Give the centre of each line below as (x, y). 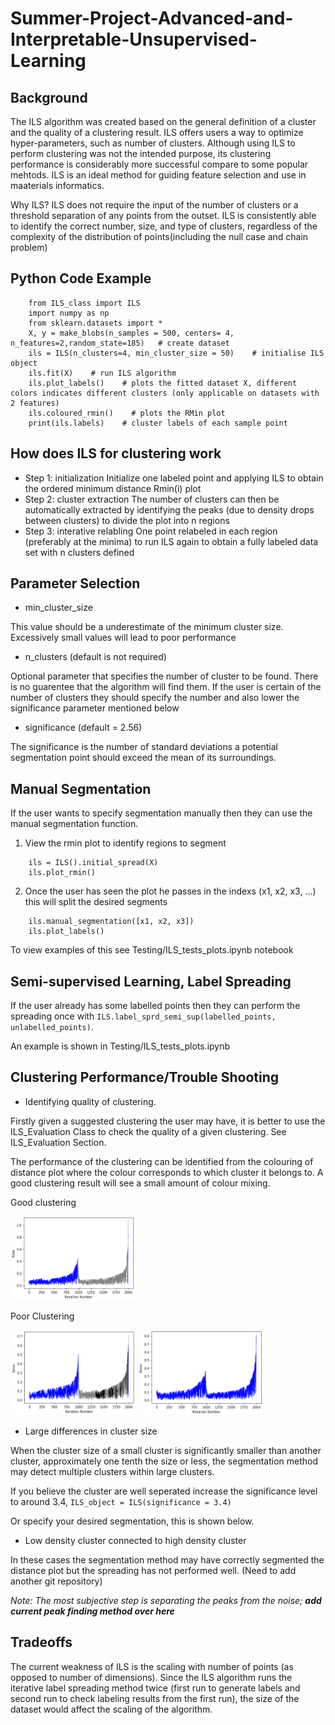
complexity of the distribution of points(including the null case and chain (159, 236)
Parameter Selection (75, 583)
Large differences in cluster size (91, 1431)
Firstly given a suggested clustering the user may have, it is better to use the (168, 1121)
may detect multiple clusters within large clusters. (112, 1471)
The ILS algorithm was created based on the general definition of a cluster (163, 121)
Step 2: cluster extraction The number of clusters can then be (152, 499)
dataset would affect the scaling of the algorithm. (111, 1709)
